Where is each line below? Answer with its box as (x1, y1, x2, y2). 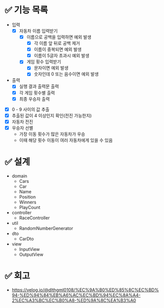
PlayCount (19, 204, 41, 210)
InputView (19, 246, 40, 252)
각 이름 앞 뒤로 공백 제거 (34, 40, 80, 46)
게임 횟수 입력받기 (26, 59, 61, 65)
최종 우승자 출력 (19, 96, 50, 102)
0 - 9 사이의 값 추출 (11, 106, 50, 112)
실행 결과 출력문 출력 (19, 83, 59, 89)
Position (19, 194, 36, 200)
